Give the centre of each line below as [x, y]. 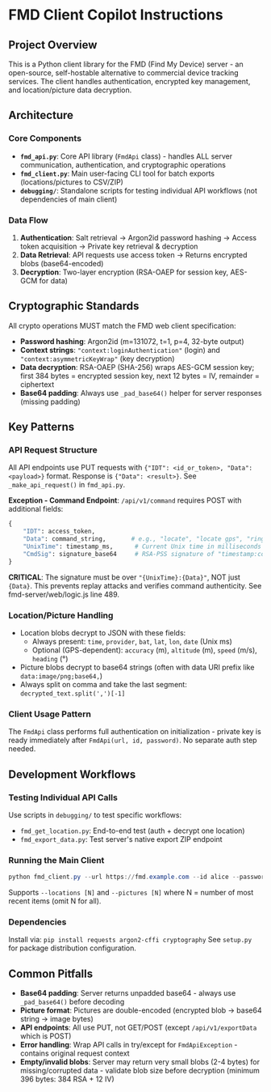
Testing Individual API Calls [63, 797]
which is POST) [46, 1036]
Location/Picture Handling [61, 615]
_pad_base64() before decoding [72, 1002]
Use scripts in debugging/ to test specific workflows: [95, 815]
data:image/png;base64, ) [61, 676]
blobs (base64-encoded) [62, 263]
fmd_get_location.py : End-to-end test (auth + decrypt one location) [132, 831]
